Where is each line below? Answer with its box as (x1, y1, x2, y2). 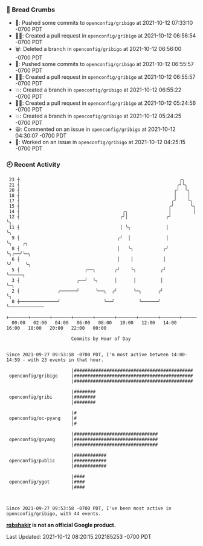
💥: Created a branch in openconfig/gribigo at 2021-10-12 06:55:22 (14, 86, 182, 93)
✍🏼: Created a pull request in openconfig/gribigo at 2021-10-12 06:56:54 (14, 32, 196, 39)
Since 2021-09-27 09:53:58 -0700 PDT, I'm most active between (6, 351, 169, 358)
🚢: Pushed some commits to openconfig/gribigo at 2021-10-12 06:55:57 (14, 61, 195, 68)
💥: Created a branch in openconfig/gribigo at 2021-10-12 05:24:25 (14, 112, 182, 120)
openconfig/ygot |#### (8, 479, 85, 485)
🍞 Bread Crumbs (6, 5, 56, 14)
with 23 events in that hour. (28, 357, 104, 363)
